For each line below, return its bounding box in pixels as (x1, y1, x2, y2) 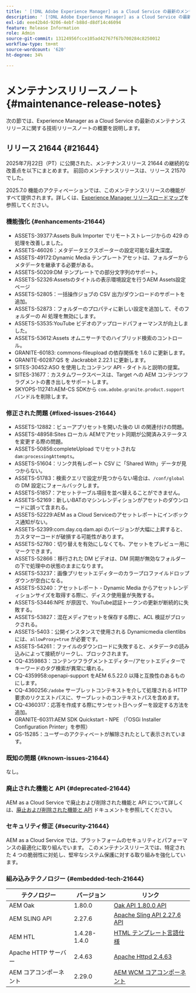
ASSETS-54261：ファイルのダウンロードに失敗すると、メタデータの (14, 642, 179, 650)
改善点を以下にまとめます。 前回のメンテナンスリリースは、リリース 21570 (6, 167, 185, 174)
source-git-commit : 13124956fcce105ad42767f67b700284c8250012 (6, 36, 160, 42)
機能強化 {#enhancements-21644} (6, 218, 106, 226)
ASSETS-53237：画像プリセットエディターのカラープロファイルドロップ (14, 569, 190, 576)
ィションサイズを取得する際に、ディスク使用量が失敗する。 (14, 592, 157, 599)
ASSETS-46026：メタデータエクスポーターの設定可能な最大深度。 (14, 246, 176, 253)
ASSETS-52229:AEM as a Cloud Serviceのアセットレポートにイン (14, 511, 173, 518)
